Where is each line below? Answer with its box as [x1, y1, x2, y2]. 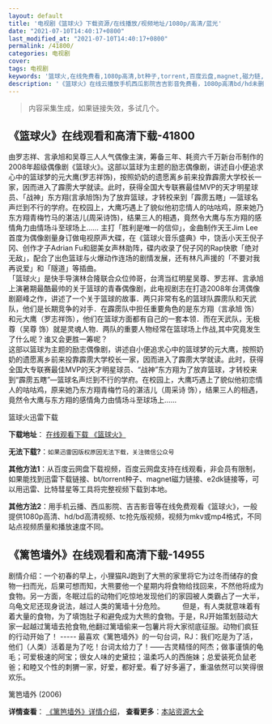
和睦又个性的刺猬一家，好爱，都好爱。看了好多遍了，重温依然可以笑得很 [22, 662, 264, 672]
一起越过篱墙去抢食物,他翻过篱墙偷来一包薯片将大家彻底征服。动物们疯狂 [15, 622, 259, 632]
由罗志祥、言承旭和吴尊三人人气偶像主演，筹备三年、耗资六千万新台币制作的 [8, 152, 264, 162]
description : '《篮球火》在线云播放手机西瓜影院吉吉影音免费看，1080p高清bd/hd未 [8, 79, 258, 88]
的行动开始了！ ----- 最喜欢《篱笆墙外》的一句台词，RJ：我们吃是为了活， [8, 632, 257, 641]
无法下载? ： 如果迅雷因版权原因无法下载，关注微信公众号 [8, 447, 175, 456]
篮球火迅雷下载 [8, 413, 58, 422]
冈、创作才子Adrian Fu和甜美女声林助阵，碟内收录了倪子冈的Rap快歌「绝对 [8, 243, 259, 253]
